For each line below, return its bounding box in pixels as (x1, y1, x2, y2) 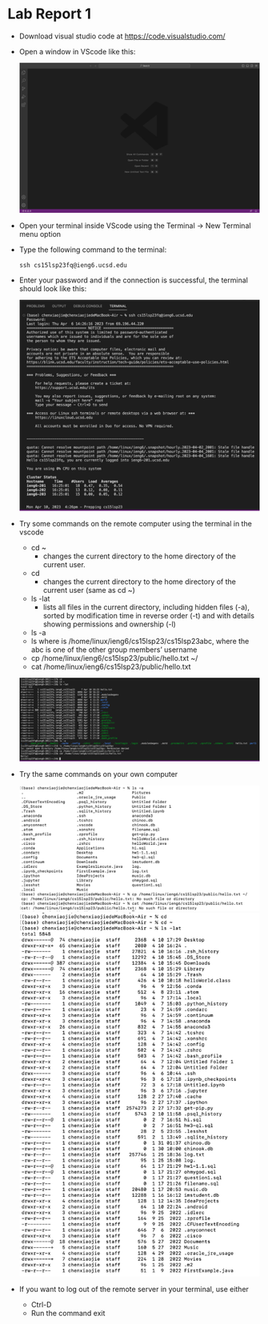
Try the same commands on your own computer (18, 770, 178, 779)
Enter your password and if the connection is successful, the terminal (18, 275, 249, 285)
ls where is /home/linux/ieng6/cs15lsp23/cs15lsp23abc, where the (30, 636, 250, 646)
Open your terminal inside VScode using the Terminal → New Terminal (18, 221, 251, 230)
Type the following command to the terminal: (18, 245, 167, 254)
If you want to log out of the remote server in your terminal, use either (18, 1285, 250, 1294)
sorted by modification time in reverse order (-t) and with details (42, 610, 255, 620)
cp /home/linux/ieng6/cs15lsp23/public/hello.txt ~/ (30, 653, 198, 662)
